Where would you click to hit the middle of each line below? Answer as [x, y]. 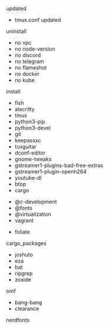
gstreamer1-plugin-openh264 [51, 172]
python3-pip [30, 122]
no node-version [35, 49]
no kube [25, 80]
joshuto [24, 255]
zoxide [23, 280]
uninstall [16, 31]
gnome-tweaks [33, 159]
